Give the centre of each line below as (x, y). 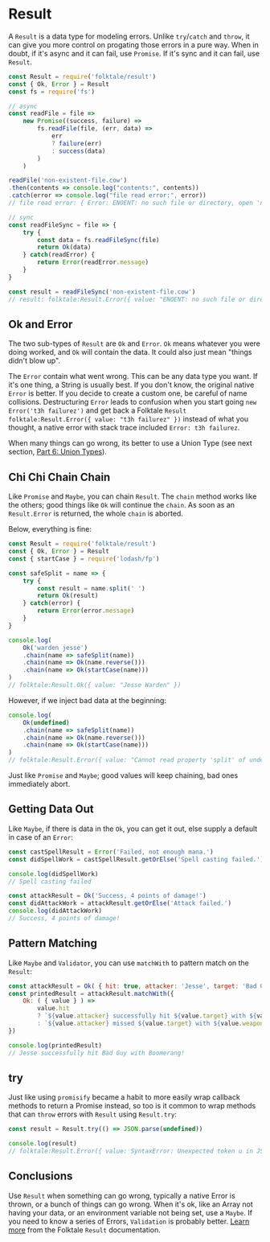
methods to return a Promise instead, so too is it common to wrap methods (132, 1106)
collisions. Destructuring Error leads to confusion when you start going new (133, 402)
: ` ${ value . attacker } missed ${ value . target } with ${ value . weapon (151, 1024)
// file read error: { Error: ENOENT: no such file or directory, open (131, 203)
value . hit (53, 1009)
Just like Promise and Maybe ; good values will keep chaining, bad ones (123, 775)
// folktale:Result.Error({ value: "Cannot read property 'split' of (127, 760)
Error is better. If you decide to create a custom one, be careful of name (128, 393)
